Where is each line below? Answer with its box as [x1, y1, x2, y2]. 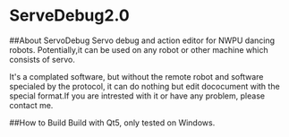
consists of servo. [9, 54, 76, 64]
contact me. [9, 99, 54, 110]
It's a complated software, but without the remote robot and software [9, 71, 264, 81]
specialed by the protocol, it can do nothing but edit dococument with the [9, 81, 280, 91]
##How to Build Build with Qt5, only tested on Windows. [9, 117, 216, 128]
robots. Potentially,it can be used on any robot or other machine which [9, 44, 268, 55]
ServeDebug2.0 [9, 5, 130, 26]
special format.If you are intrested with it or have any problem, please [9, 90, 266, 101]
